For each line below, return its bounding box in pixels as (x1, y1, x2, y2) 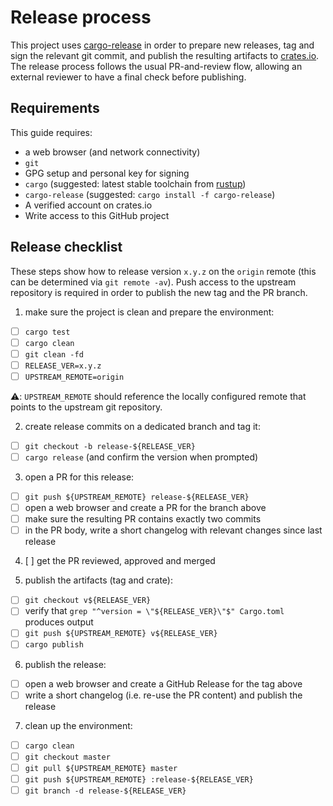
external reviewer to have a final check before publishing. (10, 71, 247, 83)
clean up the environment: (24, 719, 133, 731)
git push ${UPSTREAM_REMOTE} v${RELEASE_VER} (24, 629, 218, 639)
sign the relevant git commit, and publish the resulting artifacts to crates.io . (10, 49, 320, 61)
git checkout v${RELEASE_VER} (24, 596, 152, 606)
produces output (24, 616, 94, 628)
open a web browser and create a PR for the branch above (24, 502, 267, 514)
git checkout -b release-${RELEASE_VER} (24, 441, 196, 451)
